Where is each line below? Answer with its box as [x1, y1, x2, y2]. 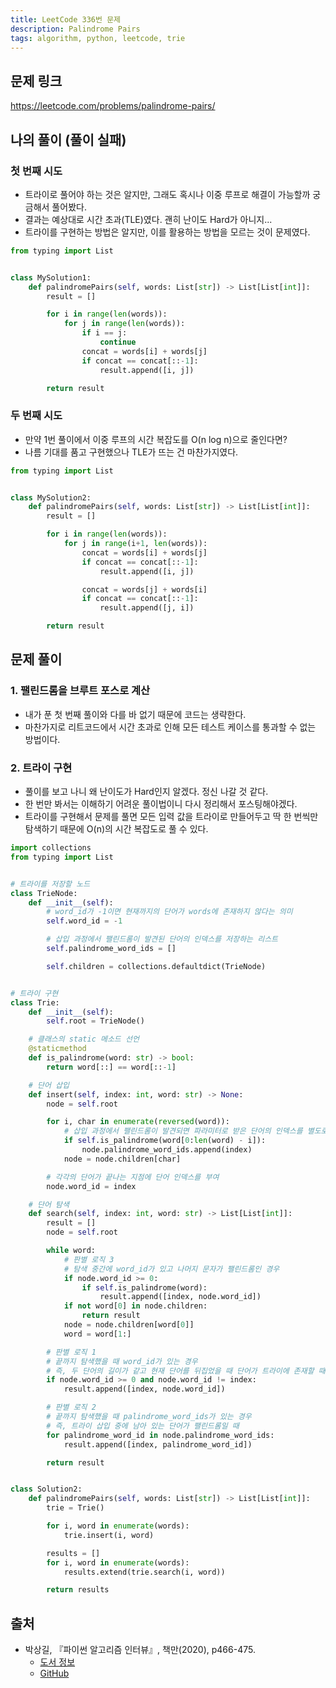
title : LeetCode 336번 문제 [10, 14, 122, 25]
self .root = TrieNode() [46, 1016, 145, 1026]
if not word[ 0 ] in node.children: [63, 1301, 208, 1311]
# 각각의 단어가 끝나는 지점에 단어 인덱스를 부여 [46, 1172, 220, 1182]
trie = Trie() [46, 1503, 105, 1513]
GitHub [39, 1667, 70, 1680]
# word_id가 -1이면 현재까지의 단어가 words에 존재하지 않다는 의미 [46, 907, 293, 917]
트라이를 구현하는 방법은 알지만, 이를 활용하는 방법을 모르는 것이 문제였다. [24, 226, 311, 238]
